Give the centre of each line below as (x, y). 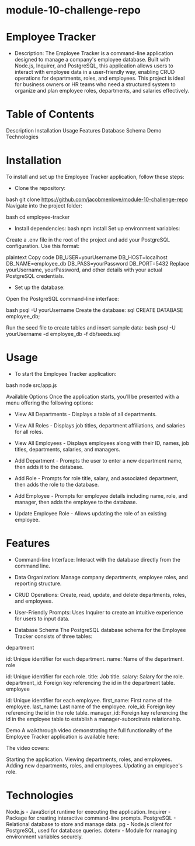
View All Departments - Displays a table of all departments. (86, 414)
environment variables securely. (44, 837)
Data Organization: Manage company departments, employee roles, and (101, 577)
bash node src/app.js (32, 385)
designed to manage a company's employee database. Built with (92, 60)
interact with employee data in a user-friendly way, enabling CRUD (95, 72)
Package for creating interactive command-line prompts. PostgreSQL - (91, 818)
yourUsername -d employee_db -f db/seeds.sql (63, 334)
